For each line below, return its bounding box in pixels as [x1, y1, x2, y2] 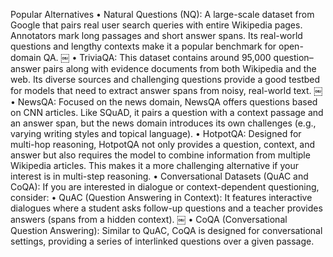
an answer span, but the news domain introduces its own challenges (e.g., [10, 117, 317, 129]
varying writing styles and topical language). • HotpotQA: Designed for [10, 128, 302, 139]
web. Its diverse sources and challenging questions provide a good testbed [10, 74, 321, 85]
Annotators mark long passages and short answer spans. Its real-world [10, 30, 303, 41]
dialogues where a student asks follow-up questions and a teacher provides [10, 202, 323, 214]
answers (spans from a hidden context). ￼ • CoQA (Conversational [10, 214, 288, 225]
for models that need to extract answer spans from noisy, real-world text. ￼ [10, 85, 323, 96]
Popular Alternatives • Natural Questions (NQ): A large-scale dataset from [10, 9, 315, 20]
